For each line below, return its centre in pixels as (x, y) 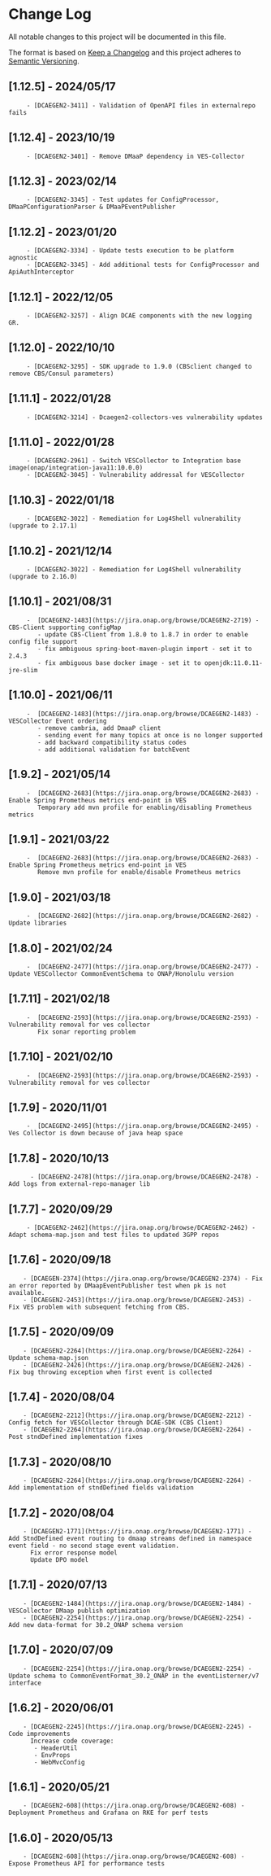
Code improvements (39, 1734)
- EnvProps (52, 1755)
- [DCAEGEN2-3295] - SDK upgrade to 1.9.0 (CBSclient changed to (139, 366)
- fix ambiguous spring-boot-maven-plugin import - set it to (145, 649)
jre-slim (23, 670)
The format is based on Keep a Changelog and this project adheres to (125, 52)
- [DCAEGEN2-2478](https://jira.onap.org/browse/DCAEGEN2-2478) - (144, 1177)
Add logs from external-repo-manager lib (80, 1184)
